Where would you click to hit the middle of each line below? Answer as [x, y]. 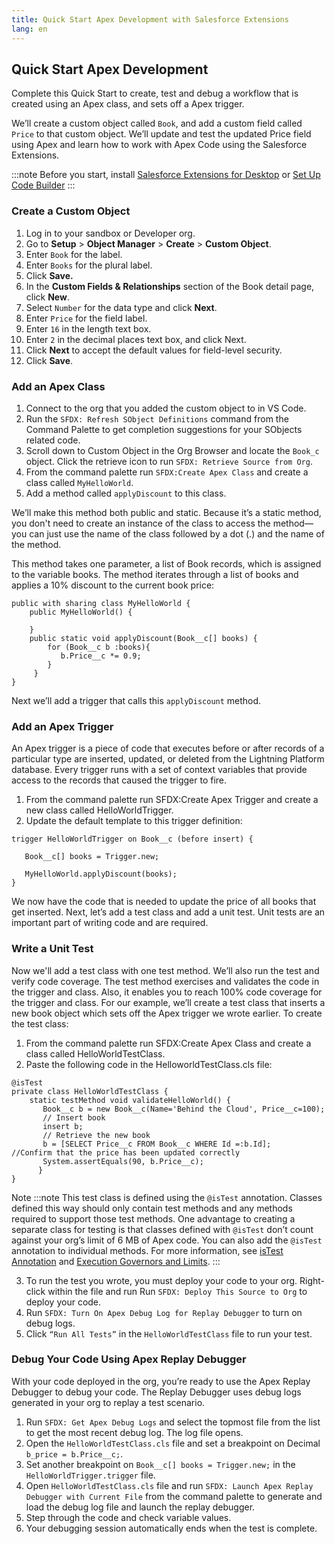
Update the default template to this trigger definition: [134, 821]
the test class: [40, 1023]
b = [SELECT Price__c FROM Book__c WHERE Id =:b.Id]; [157, 1144]
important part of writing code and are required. [110, 923]
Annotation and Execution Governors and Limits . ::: [116, 1261]
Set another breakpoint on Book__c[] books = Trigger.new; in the [160, 1464]
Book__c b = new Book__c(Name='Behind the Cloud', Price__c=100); [184, 1109]
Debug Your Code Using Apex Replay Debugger [129, 1359]
